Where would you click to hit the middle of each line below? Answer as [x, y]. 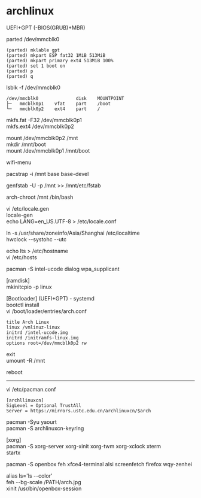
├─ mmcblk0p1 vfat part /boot [59, 104]
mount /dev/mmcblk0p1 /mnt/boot [48, 150]
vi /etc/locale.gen [28, 208]
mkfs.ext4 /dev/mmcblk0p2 [40, 126]
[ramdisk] [18, 280]
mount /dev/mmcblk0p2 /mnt [42, 138]
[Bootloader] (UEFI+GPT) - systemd [50, 298]
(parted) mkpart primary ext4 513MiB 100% [60, 60]
